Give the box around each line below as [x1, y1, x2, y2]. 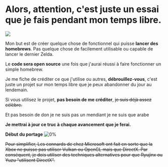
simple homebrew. [5, 66, 44, 72]
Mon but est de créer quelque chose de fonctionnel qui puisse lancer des [5, 40, 158, 46]
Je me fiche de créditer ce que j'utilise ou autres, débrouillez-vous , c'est [5, 76, 157, 82]
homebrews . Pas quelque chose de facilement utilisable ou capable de [5, 45, 153, 51]
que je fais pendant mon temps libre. [5, 14, 161, 26]
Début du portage [5, 131, 43, 137]
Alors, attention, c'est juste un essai [5, 4, 159, 15]
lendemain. [5, 87, 29, 93]
